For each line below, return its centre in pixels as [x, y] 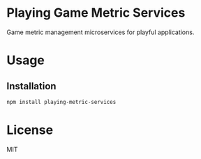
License [30, 130]
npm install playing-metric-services [61, 102]
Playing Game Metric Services [96, 13]
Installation [31, 86]
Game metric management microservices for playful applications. [100, 32]
